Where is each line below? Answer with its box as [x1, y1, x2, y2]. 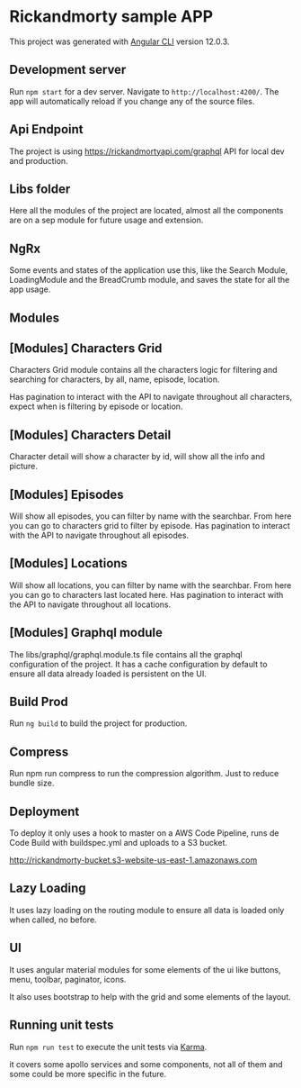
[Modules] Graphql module [9, 625, 164, 640]
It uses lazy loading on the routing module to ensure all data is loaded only [9, 904, 285, 915]
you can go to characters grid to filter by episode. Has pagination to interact [9, 521, 290, 531]
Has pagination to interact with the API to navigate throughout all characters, [9, 392, 293, 403]
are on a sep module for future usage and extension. [9, 214, 204, 226]
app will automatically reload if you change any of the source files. [9, 95, 255, 106]
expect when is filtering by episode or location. [9, 401, 183, 412]
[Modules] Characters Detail [9, 427, 172, 442]
